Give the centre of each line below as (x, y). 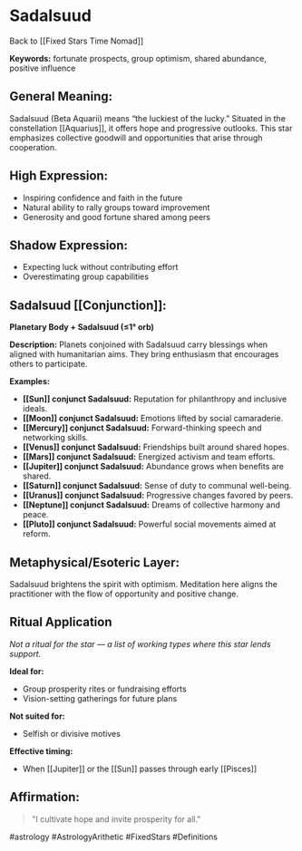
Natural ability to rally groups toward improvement (116, 207)
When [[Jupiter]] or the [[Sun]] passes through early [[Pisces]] (139, 769)
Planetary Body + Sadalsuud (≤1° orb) (82, 327)
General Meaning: (61, 97)
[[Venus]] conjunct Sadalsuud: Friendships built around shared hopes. (156, 447)
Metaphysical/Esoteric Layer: (94, 562)
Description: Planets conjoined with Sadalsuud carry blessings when (139, 344)
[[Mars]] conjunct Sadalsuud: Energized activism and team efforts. (149, 457)
